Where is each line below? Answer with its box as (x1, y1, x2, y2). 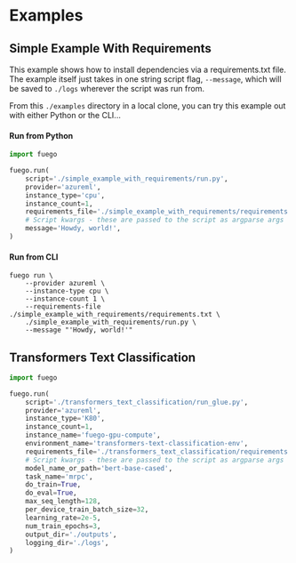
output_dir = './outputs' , (25, 530, 117, 539)
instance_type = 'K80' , (25, 414, 105, 423)
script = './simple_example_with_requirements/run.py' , (25, 174, 228, 183)
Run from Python (9, 130, 74, 141)
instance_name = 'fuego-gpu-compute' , (25, 430, 162, 440)
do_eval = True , (25, 488, 77, 498)
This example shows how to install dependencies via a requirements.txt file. (9, 64, 287, 75)
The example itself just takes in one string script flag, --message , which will (9, 74, 282, 84)
